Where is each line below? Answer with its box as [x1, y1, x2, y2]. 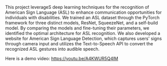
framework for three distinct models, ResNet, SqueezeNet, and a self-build [5, 20, 158, 26]
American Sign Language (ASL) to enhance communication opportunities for [5, 9, 162, 15]
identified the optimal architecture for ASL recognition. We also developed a [5, 31, 161, 36]
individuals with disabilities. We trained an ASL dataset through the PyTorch [5, 15, 160, 20]
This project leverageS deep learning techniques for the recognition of [5, 4, 150, 10]
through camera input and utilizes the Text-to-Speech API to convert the [5, 41, 153, 46]
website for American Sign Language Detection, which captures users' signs [5, 35, 162, 41]
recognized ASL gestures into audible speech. [5, 46, 100, 52]
